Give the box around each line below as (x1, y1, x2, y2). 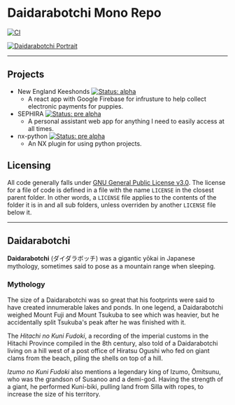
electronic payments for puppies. (27, 102, 124, 110)
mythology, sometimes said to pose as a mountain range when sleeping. (7, 262, 215, 270)
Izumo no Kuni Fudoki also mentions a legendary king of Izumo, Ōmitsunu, (7, 367, 222, 376)
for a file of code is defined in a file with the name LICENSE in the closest (7, 186, 215, 194)
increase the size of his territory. (7, 390, 101, 398)
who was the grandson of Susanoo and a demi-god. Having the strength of (7, 375, 224, 383)
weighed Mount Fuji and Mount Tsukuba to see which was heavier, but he (7, 310, 220, 319)
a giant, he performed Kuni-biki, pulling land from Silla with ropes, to (7, 382, 204, 390)
